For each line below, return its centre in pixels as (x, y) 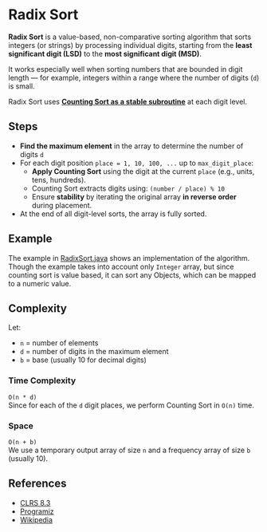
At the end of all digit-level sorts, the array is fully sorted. (113, 214)
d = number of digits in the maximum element (94, 352)
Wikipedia (36, 519)
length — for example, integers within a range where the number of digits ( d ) (134, 77)
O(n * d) (23, 397)
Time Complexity (42, 380)
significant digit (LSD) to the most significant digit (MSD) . (105, 53)
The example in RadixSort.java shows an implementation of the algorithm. (129, 258)
